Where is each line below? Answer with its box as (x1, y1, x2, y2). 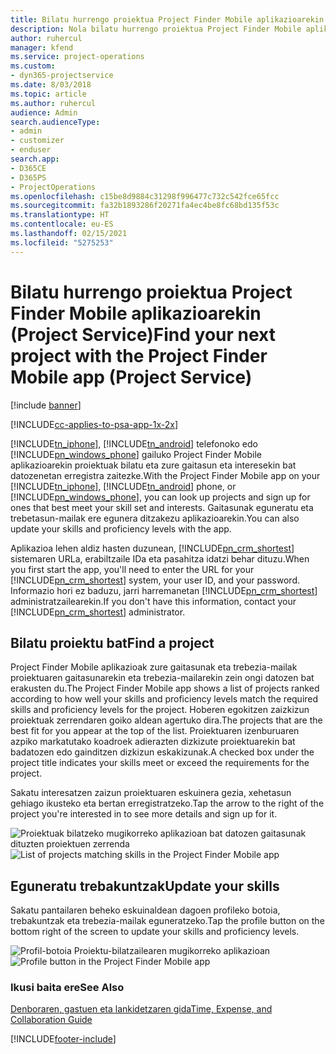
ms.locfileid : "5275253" (10, 237, 114, 248)
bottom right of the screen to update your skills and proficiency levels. (10, 926, 300, 938)
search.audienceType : (10, 117, 101, 127)
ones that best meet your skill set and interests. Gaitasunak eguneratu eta (10, 501, 314, 513)
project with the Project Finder (10, 344, 268, 367)
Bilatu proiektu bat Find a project (10, 634, 215, 651)
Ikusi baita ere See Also (10, 981, 125, 995)
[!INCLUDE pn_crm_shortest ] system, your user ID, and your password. (10, 574, 301, 586)
